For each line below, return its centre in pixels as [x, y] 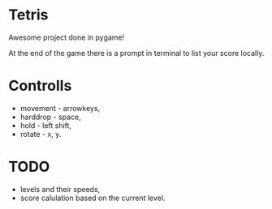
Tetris [28, 15]
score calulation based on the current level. [93, 198]
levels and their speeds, [60, 189]
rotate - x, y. [41, 134]
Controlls [40, 86]
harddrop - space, [50, 117]
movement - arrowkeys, [60, 108]
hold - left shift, [45, 125]
